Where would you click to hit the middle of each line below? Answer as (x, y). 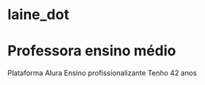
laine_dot (38, 15)
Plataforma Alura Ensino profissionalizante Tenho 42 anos (102, 73)
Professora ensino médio (92, 51)
